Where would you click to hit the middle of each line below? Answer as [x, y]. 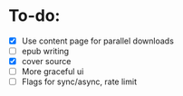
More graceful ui [53, 72]
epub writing [45, 51]
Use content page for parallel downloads [97, 41]
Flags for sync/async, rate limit [79, 82]
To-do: [34, 16]
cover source [46, 62]
